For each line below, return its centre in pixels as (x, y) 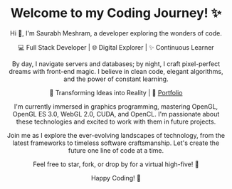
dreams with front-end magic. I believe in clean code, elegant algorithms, (116, 71)
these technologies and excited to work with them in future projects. (116, 121)
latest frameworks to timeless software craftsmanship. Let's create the (116, 143)
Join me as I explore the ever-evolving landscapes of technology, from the (116, 135)
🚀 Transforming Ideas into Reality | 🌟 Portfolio (116, 92)
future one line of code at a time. (116, 150)
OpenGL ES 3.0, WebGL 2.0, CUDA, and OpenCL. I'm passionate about (116, 114)
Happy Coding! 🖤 (116, 178)
